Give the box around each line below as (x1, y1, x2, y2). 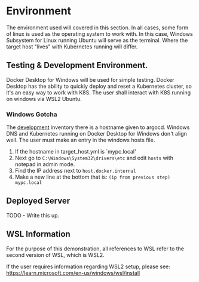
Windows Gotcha (6, 110, 58, 118)
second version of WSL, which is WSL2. (6, 251, 105, 258)
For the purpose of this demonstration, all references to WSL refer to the (6, 245, 184, 252)
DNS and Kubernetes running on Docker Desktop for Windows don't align (6, 130, 187, 137)
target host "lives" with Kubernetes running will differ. (6, 43, 138, 50)
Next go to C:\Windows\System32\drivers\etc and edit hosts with (14, 154, 173, 162)
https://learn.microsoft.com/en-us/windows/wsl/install (6, 269, 140, 276)
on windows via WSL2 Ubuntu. (6, 95, 82, 102)
